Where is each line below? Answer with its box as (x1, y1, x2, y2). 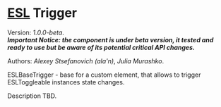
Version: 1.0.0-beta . (7, 28, 65, 37)
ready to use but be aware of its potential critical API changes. (7, 43, 196, 51)
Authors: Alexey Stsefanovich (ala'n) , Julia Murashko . (7, 56, 165, 65)
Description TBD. (7, 92, 57, 100)
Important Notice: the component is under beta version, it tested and (7, 35, 214, 44)
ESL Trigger (7, 5, 78, 21)
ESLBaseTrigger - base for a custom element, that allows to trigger (7, 70, 201, 79)
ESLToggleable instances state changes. (7, 77, 125, 86)
